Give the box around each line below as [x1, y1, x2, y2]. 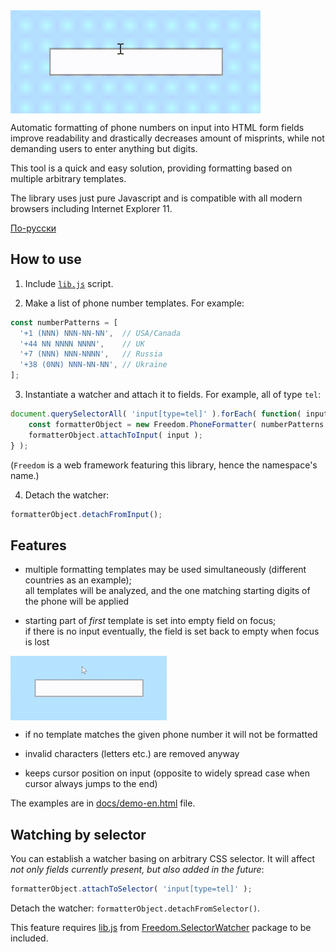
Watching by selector [10, 826, 147, 843]
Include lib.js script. [24, 277, 114, 289]
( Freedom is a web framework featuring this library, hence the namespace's [10, 459, 318, 471]
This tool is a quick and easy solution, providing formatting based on [10, 162, 293, 174]
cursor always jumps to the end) [24, 778, 158, 790]
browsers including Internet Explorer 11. [10, 202, 173, 214]
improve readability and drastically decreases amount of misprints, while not [10, 132, 325, 144]
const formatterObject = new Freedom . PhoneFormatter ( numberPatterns [28, 419, 325, 429]
